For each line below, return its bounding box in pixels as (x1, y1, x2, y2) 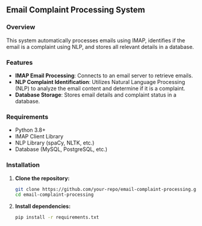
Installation (6, 161, 40, 169)
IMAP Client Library (14, 133, 64, 140)
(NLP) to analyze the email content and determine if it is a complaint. (14, 85, 186, 92)
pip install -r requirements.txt (14, 215, 99, 221)
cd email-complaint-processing (14, 192, 94, 198)
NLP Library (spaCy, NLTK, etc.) (14, 139, 95, 147)
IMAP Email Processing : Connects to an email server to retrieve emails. (14, 72, 193, 79)
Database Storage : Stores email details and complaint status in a (14, 91, 177, 98)
